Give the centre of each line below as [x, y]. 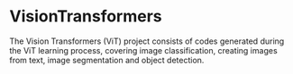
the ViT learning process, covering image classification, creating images [143, 50]
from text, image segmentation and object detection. [107, 60]
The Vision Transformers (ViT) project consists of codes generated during [147, 41]
